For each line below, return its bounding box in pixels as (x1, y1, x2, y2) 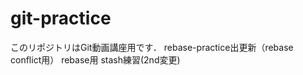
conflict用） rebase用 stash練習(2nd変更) (10, 53, 181, 66)
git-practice (10, 7, 112, 30)
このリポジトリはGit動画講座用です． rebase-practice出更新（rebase (10, 41, 294, 53)
